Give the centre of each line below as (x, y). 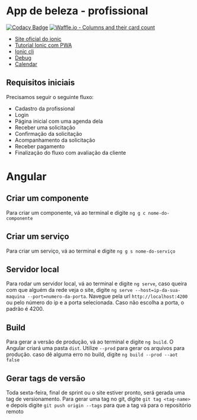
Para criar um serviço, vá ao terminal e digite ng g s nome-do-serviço (91, 251)
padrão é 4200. (25, 309)
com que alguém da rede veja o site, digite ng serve (69, 290)
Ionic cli (24, 51)
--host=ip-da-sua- (158, 291)
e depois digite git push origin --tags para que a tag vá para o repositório (99, 405)
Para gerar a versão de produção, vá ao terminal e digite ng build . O (90, 342)
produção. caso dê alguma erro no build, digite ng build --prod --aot (92, 355)
